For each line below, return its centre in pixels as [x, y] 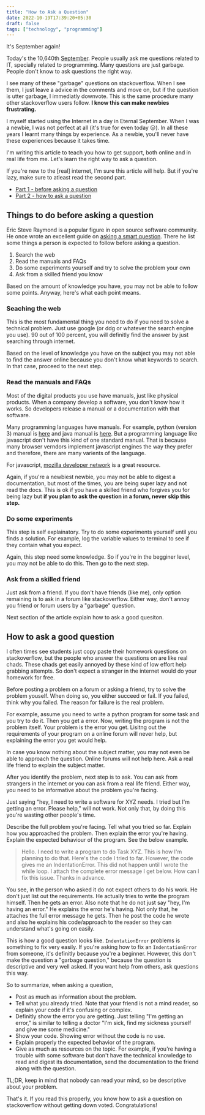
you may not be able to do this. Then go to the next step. [78, 563]
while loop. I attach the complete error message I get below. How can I [110, 871]
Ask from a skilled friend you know [59, 274]
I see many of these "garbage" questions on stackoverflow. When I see [96, 83]
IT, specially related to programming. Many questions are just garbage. [95, 65]
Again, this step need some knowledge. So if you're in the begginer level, [99, 557]
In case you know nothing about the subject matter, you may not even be [98, 752]
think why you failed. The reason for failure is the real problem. [85, 703]
